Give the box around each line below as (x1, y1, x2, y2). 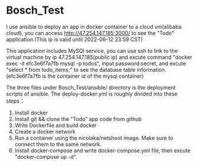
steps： (6, 97, 25, 104)
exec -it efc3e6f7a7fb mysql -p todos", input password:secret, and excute (6, 60, 186, 67)
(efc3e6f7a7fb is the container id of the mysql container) (6, 72, 144, 79)
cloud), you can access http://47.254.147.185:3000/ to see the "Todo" (6, 29, 174, 36)
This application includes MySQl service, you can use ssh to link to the (6, 47, 178, 54)
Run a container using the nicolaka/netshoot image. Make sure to (14, 134, 173, 141)
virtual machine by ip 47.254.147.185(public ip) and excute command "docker (6, 53, 193, 60)
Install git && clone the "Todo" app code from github (14, 115, 142, 122)
